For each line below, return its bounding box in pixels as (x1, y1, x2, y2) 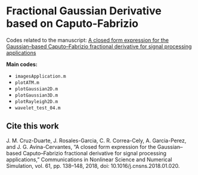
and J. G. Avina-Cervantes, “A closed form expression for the (6, 143, 156, 150)
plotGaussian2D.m (14, 86, 58, 92)
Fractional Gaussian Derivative (6, 4, 162, 18)
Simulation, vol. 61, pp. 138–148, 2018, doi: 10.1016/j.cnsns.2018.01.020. (6, 162, 180, 169)
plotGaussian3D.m (14, 92, 58, 98)
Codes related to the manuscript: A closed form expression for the (6, 36, 169, 43)
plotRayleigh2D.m (14, 98, 58, 105)
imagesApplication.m (14, 73, 66, 79)
